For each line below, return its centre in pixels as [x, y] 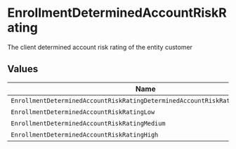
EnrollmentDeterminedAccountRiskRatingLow [83, 112]
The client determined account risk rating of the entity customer [100, 47]
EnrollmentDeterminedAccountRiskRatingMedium [88, 123]
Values [23, 69]
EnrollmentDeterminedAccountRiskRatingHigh [85, 135]
